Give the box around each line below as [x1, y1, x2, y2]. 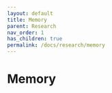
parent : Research [7, 23, 57, 29]
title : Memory [7, 16, 48, 23]
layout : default [7, 10, 53, 17]
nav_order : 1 [7, 29, 44, 36]
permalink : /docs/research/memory [7, 42, 106, 49]
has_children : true [7, 36, 63, 42]
